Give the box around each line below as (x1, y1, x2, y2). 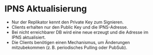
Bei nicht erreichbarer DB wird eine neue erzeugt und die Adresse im (11, 29, 149, 35)
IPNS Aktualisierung (4, 3, 87, 14)
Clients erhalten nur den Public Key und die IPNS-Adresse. (11, 24, 128, 30)
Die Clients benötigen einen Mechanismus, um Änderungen (11, 39, 130, 45)
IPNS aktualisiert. (11, 34, 46, 40)
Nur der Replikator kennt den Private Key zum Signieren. (11, 19, 124, 25)
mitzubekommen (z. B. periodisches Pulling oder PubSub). (11, 44, 127, 50)
